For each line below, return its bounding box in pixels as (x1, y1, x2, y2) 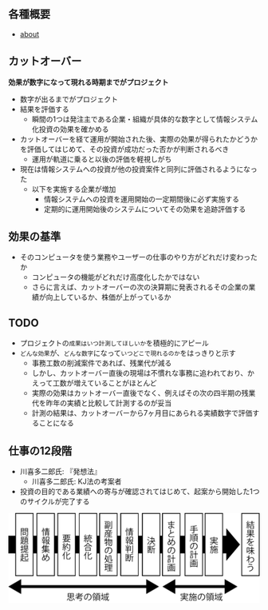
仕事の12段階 (8, 444, 73, 457)
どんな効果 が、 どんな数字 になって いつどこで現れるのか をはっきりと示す (19, 349, 237, 358)
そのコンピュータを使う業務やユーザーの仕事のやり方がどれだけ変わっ (19, 253, 251, 262)
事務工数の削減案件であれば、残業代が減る (31, 358, 172, 368)
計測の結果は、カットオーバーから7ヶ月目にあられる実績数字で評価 (31, 409, 253, 418)
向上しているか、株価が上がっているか (45, 293, 171, 302)
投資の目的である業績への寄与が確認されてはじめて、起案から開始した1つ (19, 487, 260, 496)
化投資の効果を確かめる (31, 124, 109, 134)
